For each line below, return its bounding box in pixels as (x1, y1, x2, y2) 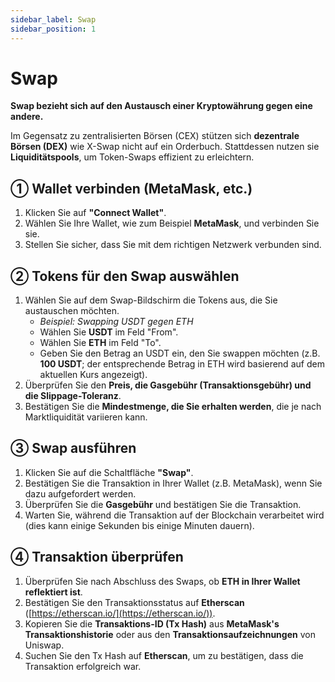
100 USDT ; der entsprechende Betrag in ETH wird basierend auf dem (39, 358, 325, 370)
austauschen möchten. (24, 305, 120, 317)
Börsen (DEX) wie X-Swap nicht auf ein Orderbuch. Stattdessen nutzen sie (10, 141, 320, 153)
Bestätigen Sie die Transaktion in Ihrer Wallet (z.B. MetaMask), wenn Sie (24, 477, 323, 489)
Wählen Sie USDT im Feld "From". (39, 326, 179, 338)
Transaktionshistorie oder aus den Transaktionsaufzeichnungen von (24, 628, 316, 640)
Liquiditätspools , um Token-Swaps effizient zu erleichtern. (10, 151, 255, 163)
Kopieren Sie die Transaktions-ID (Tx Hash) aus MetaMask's (24, 617, 280, 630)
